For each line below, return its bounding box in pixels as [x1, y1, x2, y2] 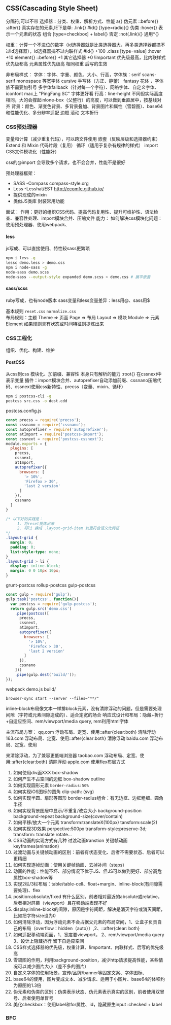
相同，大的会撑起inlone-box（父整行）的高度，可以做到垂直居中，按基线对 [6, 96, 162, 103]
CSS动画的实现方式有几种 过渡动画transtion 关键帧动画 [13, 837, 128, 843]
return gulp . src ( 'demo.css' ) [10, 606, 72, 611]
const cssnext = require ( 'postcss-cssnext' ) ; [6, 436, 104, 441]
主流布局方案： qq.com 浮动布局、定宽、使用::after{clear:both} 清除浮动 [6, 729, 156, 735]
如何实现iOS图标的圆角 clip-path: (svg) [13, 789, 94, 795]
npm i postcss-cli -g [6, 394, 52, 399]
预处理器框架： [6, 170, 37, 177]
